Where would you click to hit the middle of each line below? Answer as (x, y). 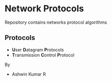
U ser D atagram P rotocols (38, 49)
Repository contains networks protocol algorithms (56, 22)
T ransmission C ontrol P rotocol (43, 55)
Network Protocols (44, 9)
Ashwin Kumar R (29, 74)
